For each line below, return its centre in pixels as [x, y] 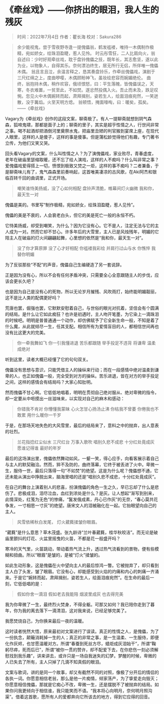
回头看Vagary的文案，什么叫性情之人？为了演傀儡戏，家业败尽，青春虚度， [81, 153]
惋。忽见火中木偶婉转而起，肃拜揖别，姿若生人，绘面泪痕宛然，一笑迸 [88, 96]
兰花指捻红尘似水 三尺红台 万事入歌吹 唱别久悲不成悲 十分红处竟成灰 [86, 442]
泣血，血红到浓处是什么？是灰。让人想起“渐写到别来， [102, 493]
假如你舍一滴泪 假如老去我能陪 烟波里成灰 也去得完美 [70, 594]
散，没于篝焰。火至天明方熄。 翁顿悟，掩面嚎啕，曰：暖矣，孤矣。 [84, 102]
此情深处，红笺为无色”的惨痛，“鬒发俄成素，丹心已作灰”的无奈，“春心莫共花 [82, 499]
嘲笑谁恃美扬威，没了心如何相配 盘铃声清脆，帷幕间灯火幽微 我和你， [87, 188]
